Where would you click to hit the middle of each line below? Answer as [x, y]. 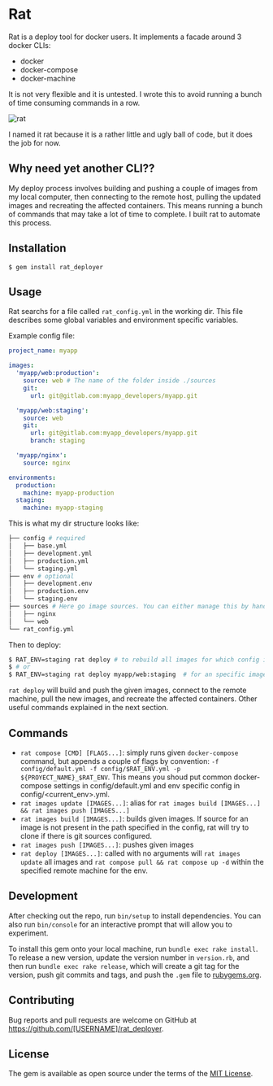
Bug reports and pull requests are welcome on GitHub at [103, 1020]
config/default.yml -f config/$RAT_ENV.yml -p [100, 769]
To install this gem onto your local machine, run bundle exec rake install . [133, 949]
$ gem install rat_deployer [56, 267]
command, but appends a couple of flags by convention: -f [119, 761]
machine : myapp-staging [63, 508]
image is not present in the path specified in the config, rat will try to [134, 827]
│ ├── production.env [49, 591]
